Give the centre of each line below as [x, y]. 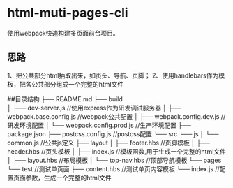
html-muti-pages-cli [68, 13]
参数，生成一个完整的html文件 [68, 178]
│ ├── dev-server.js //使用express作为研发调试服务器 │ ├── [95, 108]
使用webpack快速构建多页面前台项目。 [63, 33]
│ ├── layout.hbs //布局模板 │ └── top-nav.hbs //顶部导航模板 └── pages [114, 160]
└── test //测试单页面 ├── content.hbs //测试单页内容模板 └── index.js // [113, 168]
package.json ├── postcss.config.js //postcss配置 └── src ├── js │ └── [113, 133]
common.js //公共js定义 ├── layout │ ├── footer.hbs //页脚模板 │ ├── [109, 143]
